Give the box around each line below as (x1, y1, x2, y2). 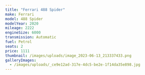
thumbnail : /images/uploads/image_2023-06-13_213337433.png (5, 53, 132, 58)
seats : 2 (5, 44, 23, 49)
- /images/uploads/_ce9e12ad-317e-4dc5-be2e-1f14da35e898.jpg (9, 62, 141, 67)
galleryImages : (5, 58, 37, 63)
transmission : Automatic (5, 35, 56, 40)
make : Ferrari (5, 12, 35, 17)
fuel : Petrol (5, 39, 32, 44)
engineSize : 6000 (5, 30, 41, 35)
